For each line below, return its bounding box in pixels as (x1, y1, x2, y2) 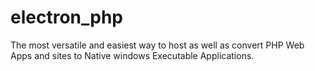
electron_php (10, 6, 124, 29)
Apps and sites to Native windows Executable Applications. (10, 49, 255, 61)
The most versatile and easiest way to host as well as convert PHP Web (10, 39, 305, 51)
